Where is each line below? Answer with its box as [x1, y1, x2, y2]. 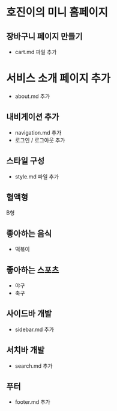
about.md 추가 [14, 93, 50, 100]
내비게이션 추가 [6, 112, 59, 122]
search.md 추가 [14, 362, 53, 370]
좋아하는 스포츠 [6, 265, 59, 275]
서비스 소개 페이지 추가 [6, 72, 111, 85]
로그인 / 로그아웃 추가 [14, 136, 65, 144]
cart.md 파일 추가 [14, 49, 57, 55]
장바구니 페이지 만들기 [6, 31, 83, 41]
